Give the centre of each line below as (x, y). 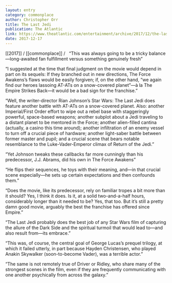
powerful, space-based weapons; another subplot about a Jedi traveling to (84, 117)
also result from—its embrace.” (38, 233)
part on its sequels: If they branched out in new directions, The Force (78, 74)
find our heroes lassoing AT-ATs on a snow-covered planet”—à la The (79, 85)
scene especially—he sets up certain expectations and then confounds (80, 175)
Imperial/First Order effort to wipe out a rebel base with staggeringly (77, 111)
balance (157, 53)
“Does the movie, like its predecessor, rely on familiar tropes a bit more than (85, 190)
